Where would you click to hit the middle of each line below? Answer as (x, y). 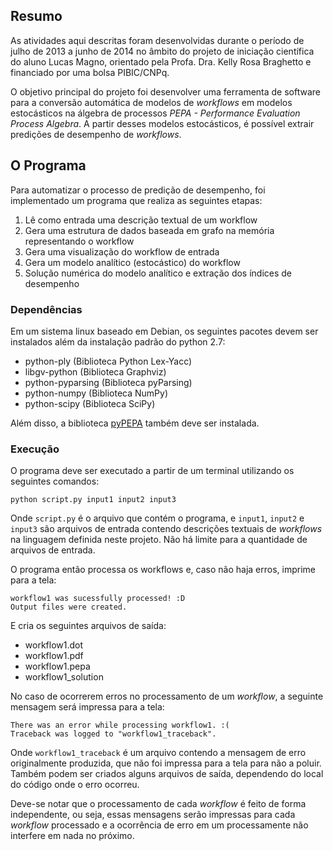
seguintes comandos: (55, 481)
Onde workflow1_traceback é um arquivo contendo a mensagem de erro (158, 753)
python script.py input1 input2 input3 (93, 500)
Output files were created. (69, 607)
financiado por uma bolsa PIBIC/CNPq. (90, 72)
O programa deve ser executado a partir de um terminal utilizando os (152, 471)
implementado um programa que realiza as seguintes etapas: (136, 200)
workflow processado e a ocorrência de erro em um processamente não (159, 825)
